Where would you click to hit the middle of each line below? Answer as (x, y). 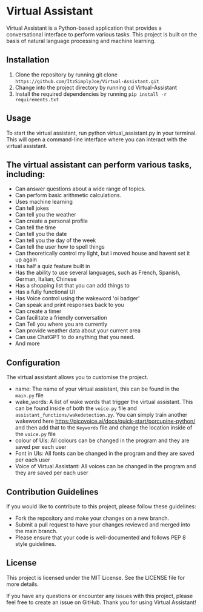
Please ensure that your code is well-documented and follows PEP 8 (100, 537)
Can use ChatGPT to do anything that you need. (75, 337)
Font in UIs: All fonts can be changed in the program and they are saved (105, 454)
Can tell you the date (41, 234)
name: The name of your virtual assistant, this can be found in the (97, 389)
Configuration (33, 362)
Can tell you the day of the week (55, 240)
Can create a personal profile (52, 221)
